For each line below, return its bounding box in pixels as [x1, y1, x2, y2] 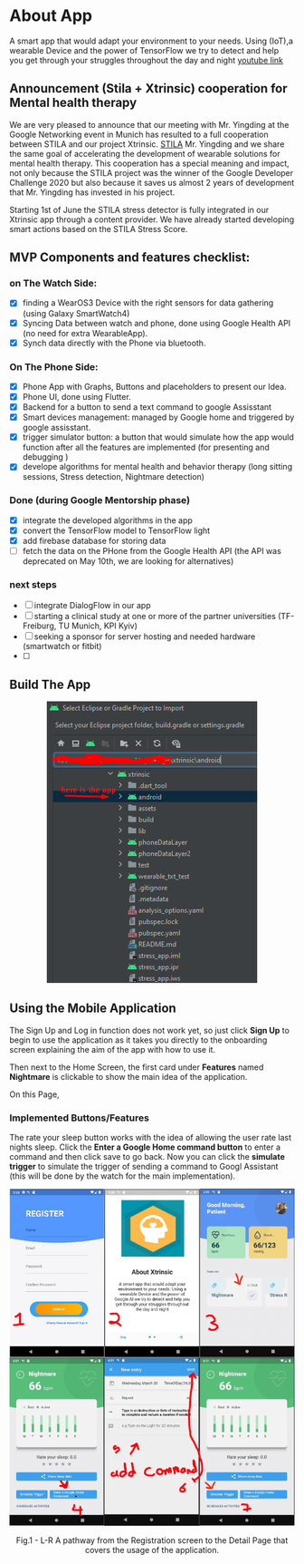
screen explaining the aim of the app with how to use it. [9, 1044, 215, 1054]
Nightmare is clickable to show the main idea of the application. [9, 1071, 248, 1082]
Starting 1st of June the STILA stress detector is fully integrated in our [9, 204, 270, 215]
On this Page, [9, 1089, 61, 1100]
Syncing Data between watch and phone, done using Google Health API [22, 317, 291, 328]
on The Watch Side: [9, 277, 98, 290]
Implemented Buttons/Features [9, 1112, 149, 1124]
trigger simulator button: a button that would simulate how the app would [22, 432, 294, 442]
